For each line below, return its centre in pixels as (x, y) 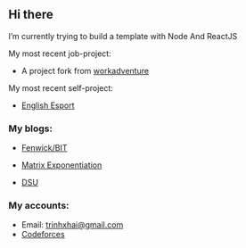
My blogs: (30, 128)
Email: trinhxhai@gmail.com (72, 225)
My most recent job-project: (60, 54)
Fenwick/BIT (44, 148)
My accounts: (39, 206)
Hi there (31, 15)
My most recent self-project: (61, 87)
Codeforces (43, 235)
